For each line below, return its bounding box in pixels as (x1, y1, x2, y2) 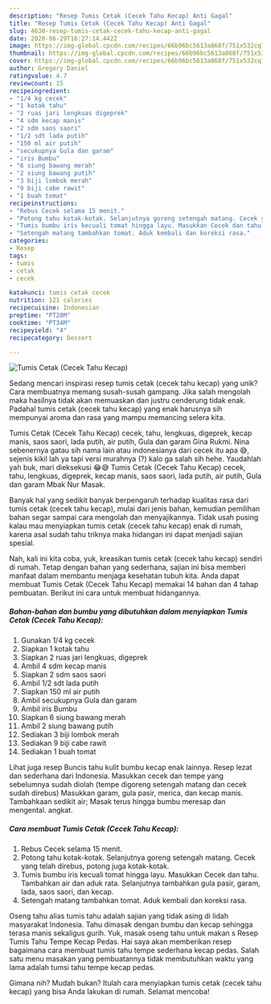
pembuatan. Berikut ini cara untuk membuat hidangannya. (9, 588, 201, 598)
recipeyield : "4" (9, 326, 68, 335)
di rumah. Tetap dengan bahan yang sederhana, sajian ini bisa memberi (9, 562, 246, 573)
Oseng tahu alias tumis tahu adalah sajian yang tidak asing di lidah (9, 911, 228, 921)
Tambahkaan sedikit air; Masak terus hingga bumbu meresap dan (9, 797, 226, 806)
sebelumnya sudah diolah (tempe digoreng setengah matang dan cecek (9, 780, 248, 789)
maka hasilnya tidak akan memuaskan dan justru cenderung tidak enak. (9, 396, 246, 406)
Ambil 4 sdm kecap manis (20, 661, 107, 671)
